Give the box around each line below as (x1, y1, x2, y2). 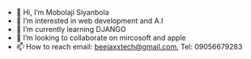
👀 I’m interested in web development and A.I (15, 16, 164, 26)
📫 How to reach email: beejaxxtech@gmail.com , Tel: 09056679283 (15, 42, 243, 51)
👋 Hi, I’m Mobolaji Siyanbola (15, 8, 109, 17)
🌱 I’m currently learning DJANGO (15, 25, 126, 33)
